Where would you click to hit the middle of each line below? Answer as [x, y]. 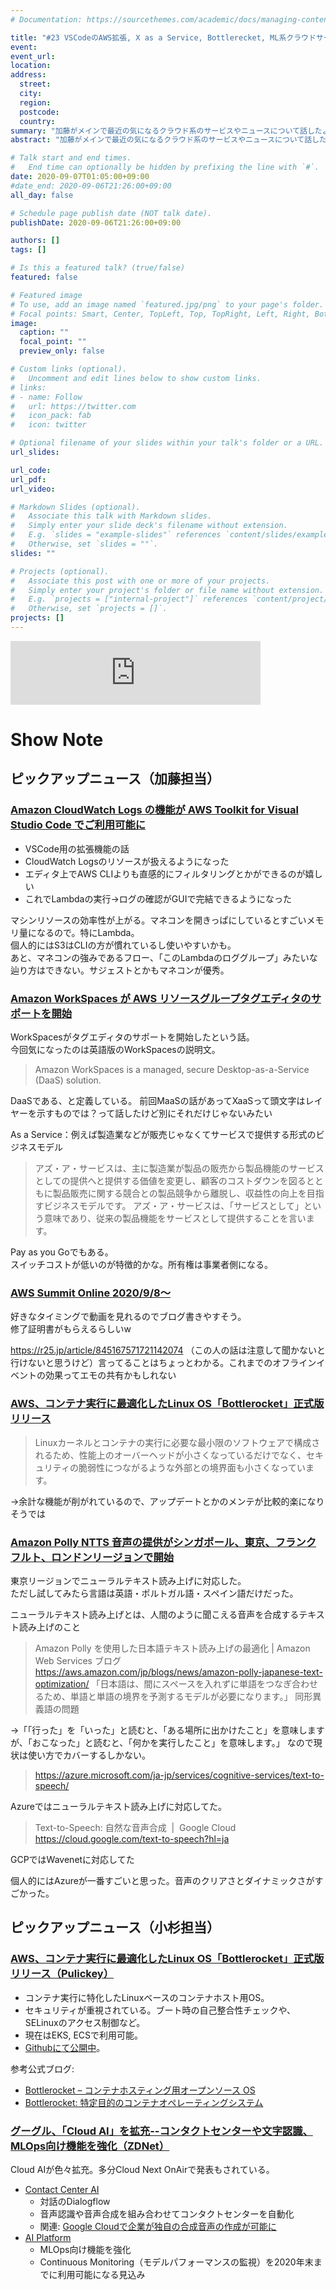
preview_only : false [62, 351]
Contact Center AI [62, 2189]
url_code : [31, 470]
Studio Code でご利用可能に [78, 825]
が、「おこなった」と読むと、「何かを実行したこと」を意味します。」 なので [162, 1742]
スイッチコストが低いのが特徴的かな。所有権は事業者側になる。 [141, 1265]
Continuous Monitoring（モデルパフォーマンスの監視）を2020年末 [176, 2262]
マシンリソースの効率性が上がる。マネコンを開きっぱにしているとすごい [158, 920]
